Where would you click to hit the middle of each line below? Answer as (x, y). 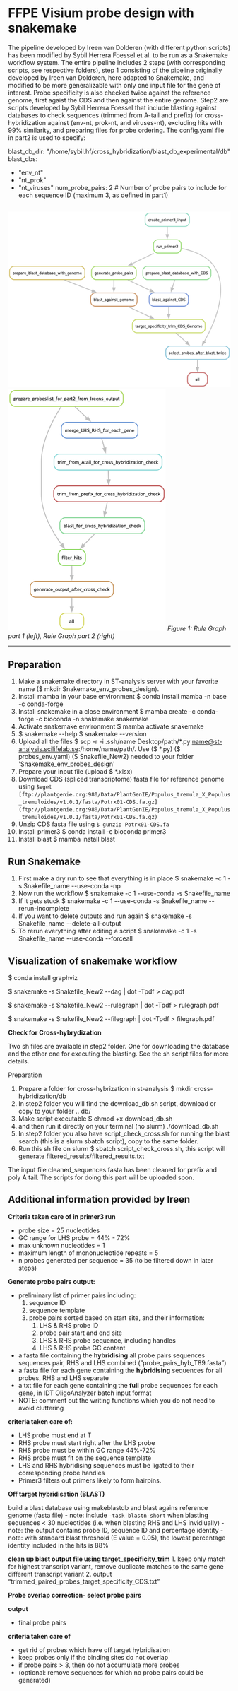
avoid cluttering (41, 1408)
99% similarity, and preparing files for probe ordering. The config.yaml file (116, 130)
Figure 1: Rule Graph (197, 628)
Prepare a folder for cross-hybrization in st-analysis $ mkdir (105, 1088)
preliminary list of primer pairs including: (77, 1295)
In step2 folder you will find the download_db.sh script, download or (117, 1103)
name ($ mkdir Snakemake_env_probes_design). (89, 689)
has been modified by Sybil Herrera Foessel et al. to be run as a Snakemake (118, 55)
